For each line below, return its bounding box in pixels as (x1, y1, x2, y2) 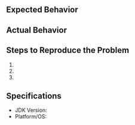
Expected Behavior (6, 5, 79, 15)
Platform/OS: (14, 113, 47, 120)
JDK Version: (14, 107, 48, 114)
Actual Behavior (6, 25, 67, 35)
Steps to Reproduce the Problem (6, 45, 130, 55)
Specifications (6, 90, 62, 101)
